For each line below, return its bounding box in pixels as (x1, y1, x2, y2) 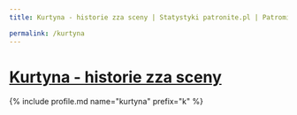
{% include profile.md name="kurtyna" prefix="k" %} (9, 96, 203, 107)
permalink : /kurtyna (9, 28, 86, 38)
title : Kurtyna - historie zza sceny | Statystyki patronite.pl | (9, 12, 259, 22)
